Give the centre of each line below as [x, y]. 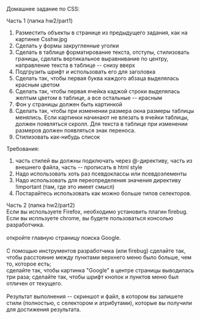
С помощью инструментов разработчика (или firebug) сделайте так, [96, 251]
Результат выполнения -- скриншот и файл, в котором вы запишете [95, 296]
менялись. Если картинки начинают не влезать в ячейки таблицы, [102, 117]
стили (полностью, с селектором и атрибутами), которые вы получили [99, 303]
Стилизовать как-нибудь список [57, 137]
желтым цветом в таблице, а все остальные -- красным [89, 98]
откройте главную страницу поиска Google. [64, 238]
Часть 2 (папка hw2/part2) [41, 205]
